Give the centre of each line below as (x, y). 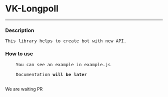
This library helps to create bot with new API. (66, 41)
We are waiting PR (24, 89)
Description (20, 30)
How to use (19, 54)
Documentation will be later (51, 74)
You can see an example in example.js (63, 64)
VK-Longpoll (32, 9)
